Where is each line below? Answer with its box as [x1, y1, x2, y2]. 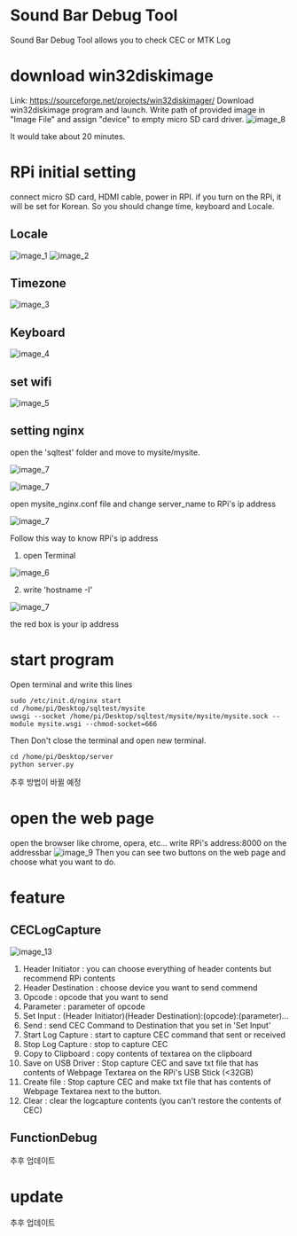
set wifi [10, 374, 52, 389]
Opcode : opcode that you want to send [22, 991, 168, 1002]
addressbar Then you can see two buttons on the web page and [10, 847, 286, 857]
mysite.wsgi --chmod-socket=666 [37, 719, 158, 728]
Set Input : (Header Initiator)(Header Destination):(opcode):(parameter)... [22, 1010, 289, 1021]
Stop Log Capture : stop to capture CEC [22, 1038, 168, 1049]
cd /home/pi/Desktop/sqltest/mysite [10, 704, 145, 713]
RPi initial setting [10, 162, 137, 183]
